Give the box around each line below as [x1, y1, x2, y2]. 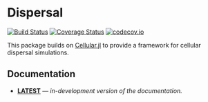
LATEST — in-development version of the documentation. [17, 86, 183, 94]
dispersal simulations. [7, 48, 69, 57]
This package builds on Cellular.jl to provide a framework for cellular [7, 41, 202, 49]
